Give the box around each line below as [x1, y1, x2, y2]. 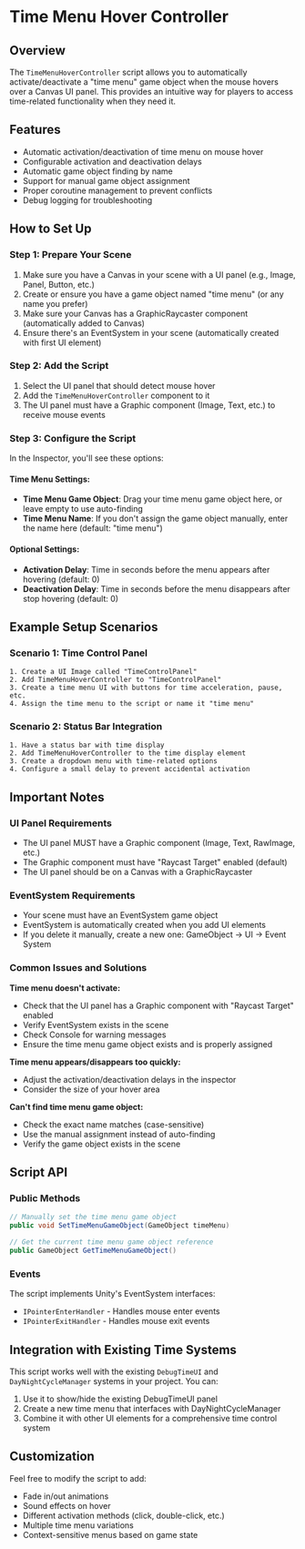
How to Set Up [9, 221, 92, 237]
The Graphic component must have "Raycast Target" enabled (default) [22, 857, 289, 868]
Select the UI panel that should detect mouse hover [22, 380, 216, 391]
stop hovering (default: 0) [22, 593, 119, 604]
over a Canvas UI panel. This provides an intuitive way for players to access [9, 87, 294, 97]
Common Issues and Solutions [9, 962, 147, 974]
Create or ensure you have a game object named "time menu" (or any [22, 289, 284, 300]
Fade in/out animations [22, 1491, 109, 1502]
